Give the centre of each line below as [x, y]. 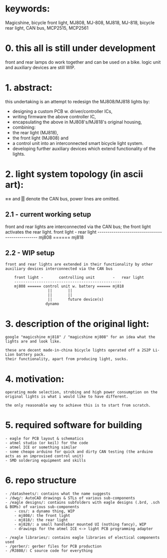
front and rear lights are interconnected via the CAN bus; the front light [78, 227]
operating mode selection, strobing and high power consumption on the [81, 392]
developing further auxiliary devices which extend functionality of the [84, 148]
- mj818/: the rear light [41, 520]
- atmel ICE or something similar [41, 447]
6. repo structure [41, 481]
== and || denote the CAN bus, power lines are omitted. [62, 199]
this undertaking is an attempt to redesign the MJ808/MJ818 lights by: [77, 101]
